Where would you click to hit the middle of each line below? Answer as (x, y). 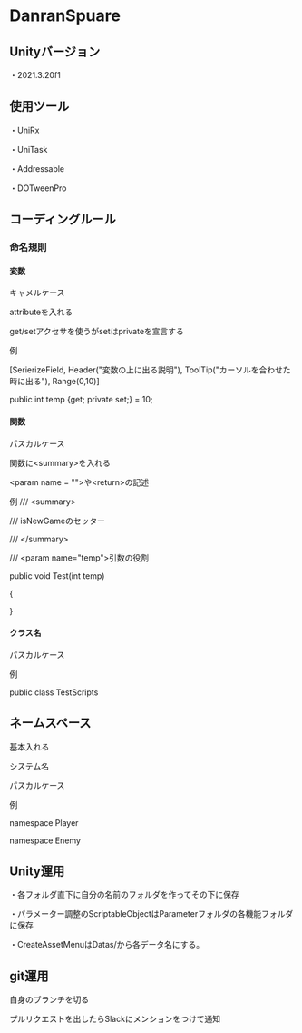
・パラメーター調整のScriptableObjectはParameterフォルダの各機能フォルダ (151, 914)
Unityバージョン (55, 51)
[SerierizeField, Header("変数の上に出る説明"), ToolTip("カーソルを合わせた (150, 370)
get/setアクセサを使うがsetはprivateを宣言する (97, 332)
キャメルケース (37, 293)
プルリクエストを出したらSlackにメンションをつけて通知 (115, 1019)
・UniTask (29, 149)
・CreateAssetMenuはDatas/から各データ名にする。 (107, 945)
